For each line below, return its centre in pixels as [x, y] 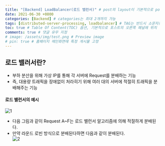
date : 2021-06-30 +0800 [29, 14]
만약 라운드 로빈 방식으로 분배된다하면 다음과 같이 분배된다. [69, 133]
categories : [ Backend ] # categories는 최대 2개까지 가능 [60, 19]
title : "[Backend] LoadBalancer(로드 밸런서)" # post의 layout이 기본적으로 [79, 10]
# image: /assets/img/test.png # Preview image [55, 37]
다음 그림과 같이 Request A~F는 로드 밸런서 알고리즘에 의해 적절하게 [78, 121]
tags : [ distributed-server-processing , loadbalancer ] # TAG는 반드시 [76, 23]
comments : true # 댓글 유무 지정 [36, 32]
